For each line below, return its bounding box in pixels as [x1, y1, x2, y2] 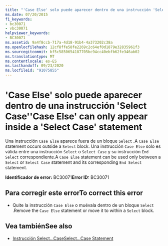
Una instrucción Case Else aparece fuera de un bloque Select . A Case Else [5, 138, 159, 144]
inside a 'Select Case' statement [5, 121, 142, 133]
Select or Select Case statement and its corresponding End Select [5, 159, 142, 165]
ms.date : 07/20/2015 [5, 12, 48, 17]
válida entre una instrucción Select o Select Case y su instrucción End [5, 148, 149, 154]
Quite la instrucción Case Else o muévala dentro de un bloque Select [12, 202, 154, 208]
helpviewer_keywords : [5, 31, 50, 36]
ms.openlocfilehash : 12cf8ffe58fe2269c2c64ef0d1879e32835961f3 [5, 45, 140, 50]
